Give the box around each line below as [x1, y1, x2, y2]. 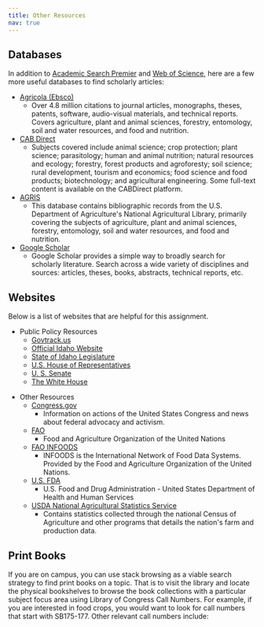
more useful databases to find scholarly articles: [8, 77, 165, 87]
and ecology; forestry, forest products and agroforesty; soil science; [31, 159, 253, 169]
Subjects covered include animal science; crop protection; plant [31, 142, 238, 152]
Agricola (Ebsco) [19, 92, 75, 102]
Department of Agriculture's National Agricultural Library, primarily [31, 209, 247, 219]
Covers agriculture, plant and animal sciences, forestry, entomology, [31, 117, 253, 127]
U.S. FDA [31, 476, 61, 485]
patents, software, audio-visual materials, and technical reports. [31, 109, 238, 119]
